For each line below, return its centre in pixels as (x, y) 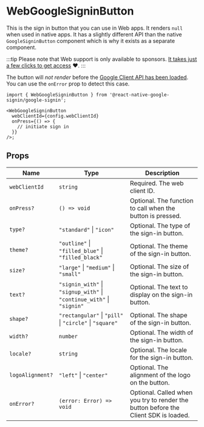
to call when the (152, 208)
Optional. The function (161, 200)
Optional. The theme (159, 246)
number (68, 336)
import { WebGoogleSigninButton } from (57, 95)
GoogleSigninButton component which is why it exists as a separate (90, 41)
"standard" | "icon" (86, 229)
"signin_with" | (81, 284)
